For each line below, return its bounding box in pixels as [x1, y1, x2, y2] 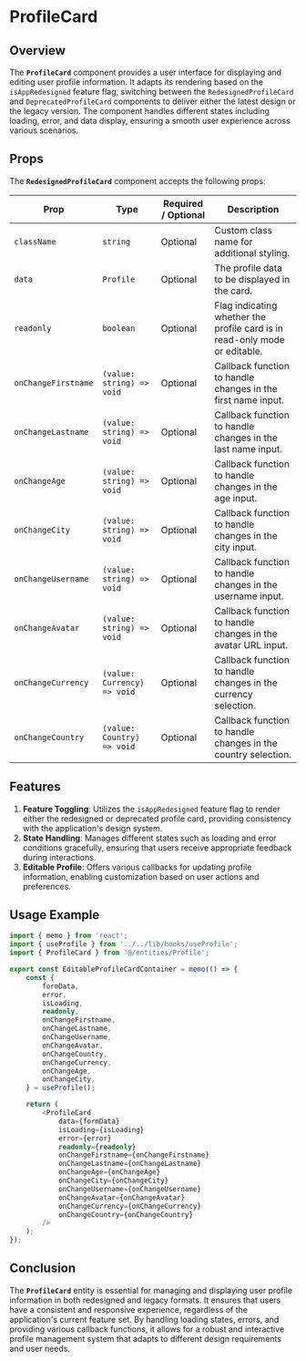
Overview [9, 43, 66, 58]
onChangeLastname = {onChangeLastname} [57, 1160, 202, 1169]
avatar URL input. [213, 638, 289, 651]
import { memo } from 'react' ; [9, 932, 128, 941]
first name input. [213, 394, 284, 407]
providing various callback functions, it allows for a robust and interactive [9, 1324, 285, 1335]
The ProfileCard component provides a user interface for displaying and [9, 67, 282, 77]
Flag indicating [213, 299, 278, 312]
